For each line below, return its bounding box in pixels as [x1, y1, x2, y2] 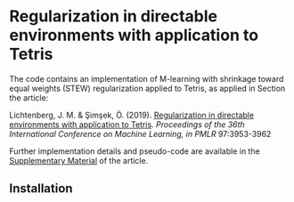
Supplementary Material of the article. [9, 155, 149, 166]
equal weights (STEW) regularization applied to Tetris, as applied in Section [9, 83, 286, 93]
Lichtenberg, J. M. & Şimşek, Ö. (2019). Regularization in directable [9, 109, 255, 120]
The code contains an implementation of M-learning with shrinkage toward [9, 73, 284, 84]
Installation [9, 181, 73, 197]
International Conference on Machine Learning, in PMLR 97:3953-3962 [9, 128, 272, 139]
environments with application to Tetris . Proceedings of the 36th [9, 118, 245, 130]
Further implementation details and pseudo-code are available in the [9, 145, 260, 157]
